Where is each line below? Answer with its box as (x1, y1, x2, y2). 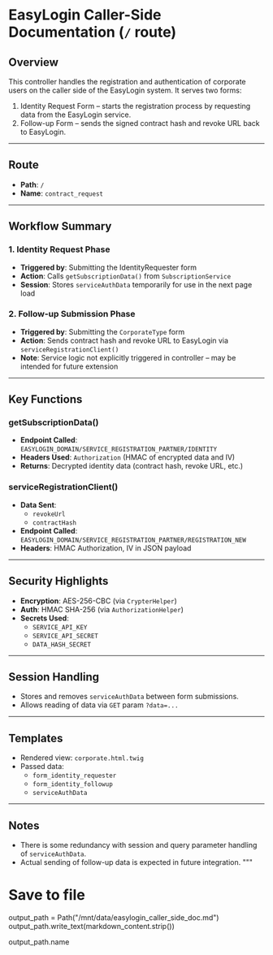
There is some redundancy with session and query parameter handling (19, 840, 258, 850)
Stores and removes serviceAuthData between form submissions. (19, 692, 240, 702)
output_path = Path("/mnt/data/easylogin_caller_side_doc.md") (8, 912, 219, 923)
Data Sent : (19, 499, 57, 509)
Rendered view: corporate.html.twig (19, 753, 145, 763)
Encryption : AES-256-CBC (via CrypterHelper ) (19, 595, 177, 606)
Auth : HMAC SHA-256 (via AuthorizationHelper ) (19, 604, 184, 614)
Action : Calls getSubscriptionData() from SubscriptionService (19, 270, 232, 281)
